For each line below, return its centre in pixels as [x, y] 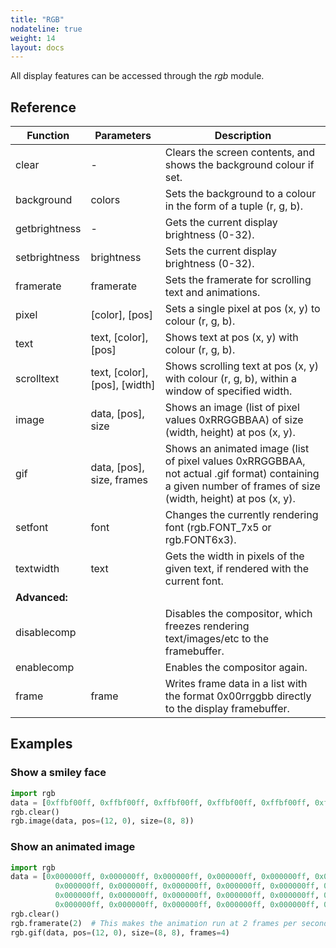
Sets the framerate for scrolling [238, 280]
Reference [43, 107]
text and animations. [212, 293]
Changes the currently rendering [241, 515]
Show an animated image [73, 847]
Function [48, 136]
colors [105, 200]
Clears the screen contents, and [240, 153]
